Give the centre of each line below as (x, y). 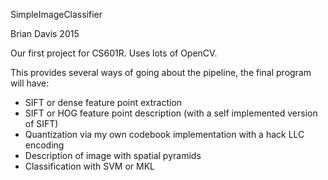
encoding (44, 145)
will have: (30, 83)
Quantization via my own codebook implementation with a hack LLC (164, 134)
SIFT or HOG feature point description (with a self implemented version (171, 113)
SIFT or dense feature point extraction (103, 102)
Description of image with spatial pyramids (113, 155)
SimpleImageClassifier (56, 14)
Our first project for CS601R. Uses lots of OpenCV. (114, 53)
